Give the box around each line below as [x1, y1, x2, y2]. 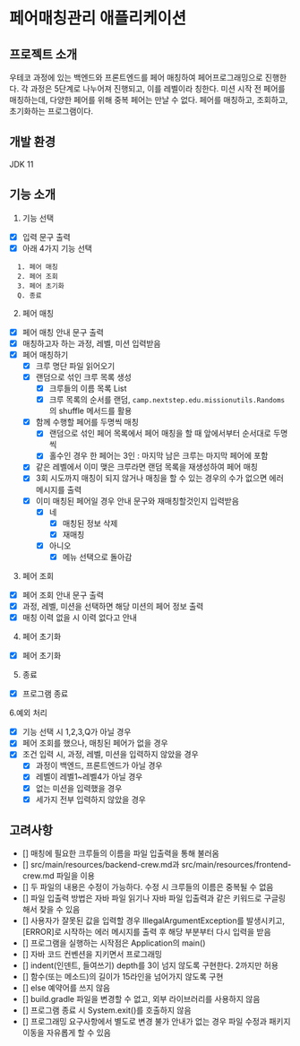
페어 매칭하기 [21, 349, 69, 359]
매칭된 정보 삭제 [62, 517, 118, 529]
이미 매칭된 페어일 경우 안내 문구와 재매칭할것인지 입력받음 [35, 495, 240, 506]
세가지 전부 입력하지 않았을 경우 [35, 794, 146, 805]
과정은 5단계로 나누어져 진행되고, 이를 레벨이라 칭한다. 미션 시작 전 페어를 [30, 83, 286, 94]
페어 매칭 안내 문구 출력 [21, 326, 105, 337]
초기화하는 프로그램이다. [9, 106, 94, 117]
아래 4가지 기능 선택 [21, 243, 92, 254]
